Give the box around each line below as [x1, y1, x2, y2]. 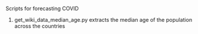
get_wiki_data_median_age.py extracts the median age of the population [14, 16, 193, 23]
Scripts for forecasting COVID [5, 5, 79, 12]
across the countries [14, 23, 65, 29]
